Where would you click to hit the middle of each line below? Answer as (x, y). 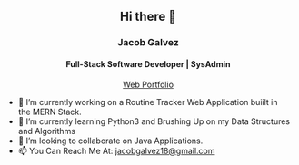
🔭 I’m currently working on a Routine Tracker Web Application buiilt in (148, 102)
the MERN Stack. (50, 112)
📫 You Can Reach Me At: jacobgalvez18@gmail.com (116, 150)
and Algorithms (46, 131)
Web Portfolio (148, 84)
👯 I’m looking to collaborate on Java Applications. (110, 141)
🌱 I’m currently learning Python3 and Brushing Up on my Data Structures (154, 121)
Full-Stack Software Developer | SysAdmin (148, 63)
